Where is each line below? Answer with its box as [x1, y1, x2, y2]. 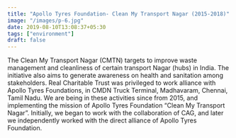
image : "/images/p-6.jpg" [7, 17, 84, 24]
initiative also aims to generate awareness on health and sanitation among [7, 71, 223, 80]
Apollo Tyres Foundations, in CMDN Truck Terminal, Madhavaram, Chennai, [7, 86, 228, 95]
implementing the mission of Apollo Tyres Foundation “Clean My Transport [7, 101, 225, 110]
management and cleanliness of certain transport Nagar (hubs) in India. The [7, 64, 229, 72]
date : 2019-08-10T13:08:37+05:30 [7, 23, 106, 30]
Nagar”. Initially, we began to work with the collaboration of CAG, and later [7, 109, 224, 117]
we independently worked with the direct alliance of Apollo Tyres [7, 116, 197, 125]
